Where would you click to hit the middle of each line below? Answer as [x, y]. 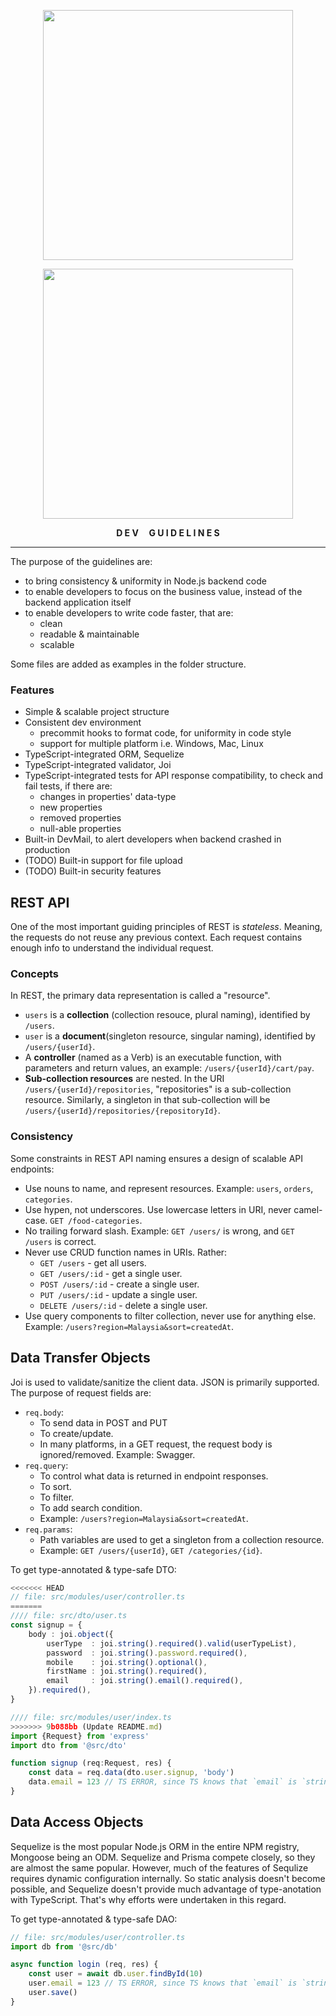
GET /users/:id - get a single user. [111, 1273]
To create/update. [76, 1433]
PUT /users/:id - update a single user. [118, 1294]
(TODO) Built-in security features [93, 871]
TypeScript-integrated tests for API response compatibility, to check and [174, 776]
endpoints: [32, 1169]
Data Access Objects [77, 1822]
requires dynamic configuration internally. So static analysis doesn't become [168, 1878]
